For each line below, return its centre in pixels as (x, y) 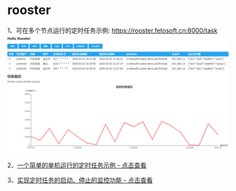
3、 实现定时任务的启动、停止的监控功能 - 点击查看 (80, 180)
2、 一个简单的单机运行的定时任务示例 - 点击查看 (77, 165)
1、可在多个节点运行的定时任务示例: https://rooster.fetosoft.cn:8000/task (112, 30)
